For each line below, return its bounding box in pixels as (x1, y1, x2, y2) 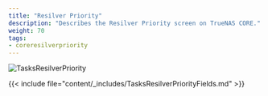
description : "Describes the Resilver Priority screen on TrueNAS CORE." (8, 19, 262, 27)
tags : (8, 34, 27, 42)
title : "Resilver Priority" (8, 11, 103, 20)
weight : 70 (8, 26, 45, 34)
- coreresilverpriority (8, 42, 89, 50)
